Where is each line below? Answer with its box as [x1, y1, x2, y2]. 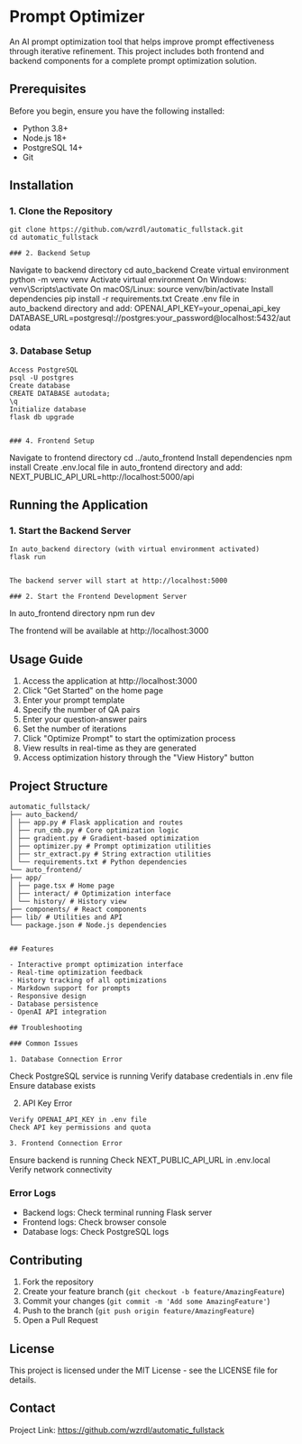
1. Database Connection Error [9, 1055, 124, 1064]
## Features [9, 944, 54, 953]
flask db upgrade [9, 412, 75, 421]
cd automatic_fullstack [9, 233, 99, 243]
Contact [9, 1401, 56, 1416]
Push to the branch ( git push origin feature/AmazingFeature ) [22, 1305, 255, 1316]
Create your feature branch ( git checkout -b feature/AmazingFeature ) [22, 1286, 286, 1297]
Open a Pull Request [22, 1315, 99, 1326]
